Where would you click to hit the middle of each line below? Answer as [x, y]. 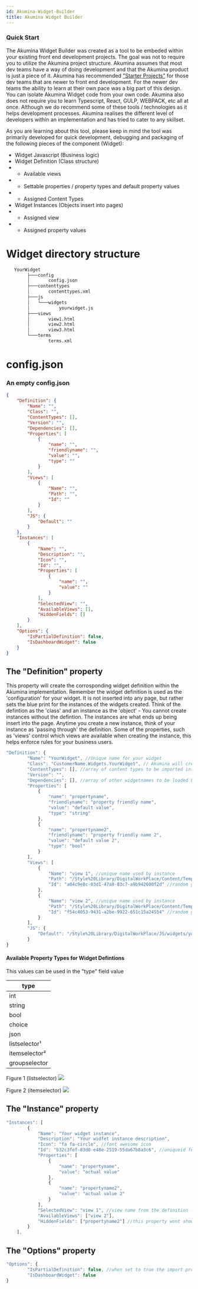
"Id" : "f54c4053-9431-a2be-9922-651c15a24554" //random [118, 912]
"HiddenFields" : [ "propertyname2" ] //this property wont [109, 1221]
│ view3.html [51, 330]
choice [19, 1024]
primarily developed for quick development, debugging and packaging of [95, 137]
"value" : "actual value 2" [92, 1194]
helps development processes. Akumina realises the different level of [90, 113]
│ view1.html [51, 319]
